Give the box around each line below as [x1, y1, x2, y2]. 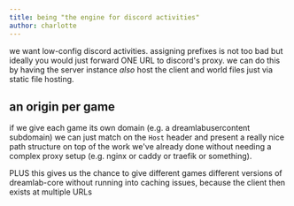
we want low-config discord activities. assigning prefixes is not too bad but [9, 45, 283, 56]
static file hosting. [9, 73, 74, 84]
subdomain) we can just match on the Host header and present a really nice [9, 132, 285, 142]
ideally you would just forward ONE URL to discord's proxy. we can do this [9, 55, 281, 65]
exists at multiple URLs [9, 187, 93, 197]
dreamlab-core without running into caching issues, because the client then [9, 178, 286, 188]
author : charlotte [9, 21, 77, 30]
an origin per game [9, 99, 115, 114]
